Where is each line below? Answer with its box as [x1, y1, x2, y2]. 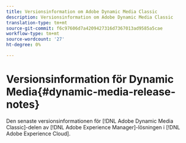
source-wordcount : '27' [6, 36, 65, 42]
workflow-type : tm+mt [6, 31, 60, 37]
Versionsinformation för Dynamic [6, 72, 174, 86]
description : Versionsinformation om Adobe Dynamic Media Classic [6, 14, 174, 20]
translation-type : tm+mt [6, 20, 68, 26]
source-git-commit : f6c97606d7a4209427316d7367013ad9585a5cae [6, 25, 163, 31]
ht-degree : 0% [6, 42, 41, 48]
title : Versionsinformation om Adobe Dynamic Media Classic [6, 8, 158, 15]
